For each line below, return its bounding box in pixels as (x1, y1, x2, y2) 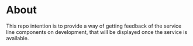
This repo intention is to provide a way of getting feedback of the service (6, 22, 182, 29)
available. (6, 34, 29, 41)
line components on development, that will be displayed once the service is (6, 28, 188, 35)
